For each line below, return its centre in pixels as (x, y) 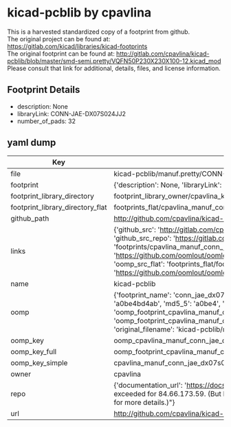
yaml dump (32, 143)
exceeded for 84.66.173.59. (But (167, 393)
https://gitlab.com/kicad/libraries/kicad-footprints (77, 46)
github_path (30, 218)
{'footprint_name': (142, 295)
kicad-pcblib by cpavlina (79, 13)
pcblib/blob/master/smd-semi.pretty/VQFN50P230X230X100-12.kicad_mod (114, 61)
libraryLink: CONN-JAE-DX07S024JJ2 (71, 113)
